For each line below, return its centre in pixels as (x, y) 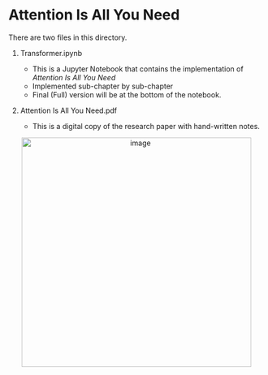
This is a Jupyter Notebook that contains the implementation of (138, 69)
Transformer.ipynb (51, 53)
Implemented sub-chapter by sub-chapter (103, 86)
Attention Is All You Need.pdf (69, 110)
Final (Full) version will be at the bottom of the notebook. (127, 94)
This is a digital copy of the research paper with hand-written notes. (146, 126)
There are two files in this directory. (68, 37)
